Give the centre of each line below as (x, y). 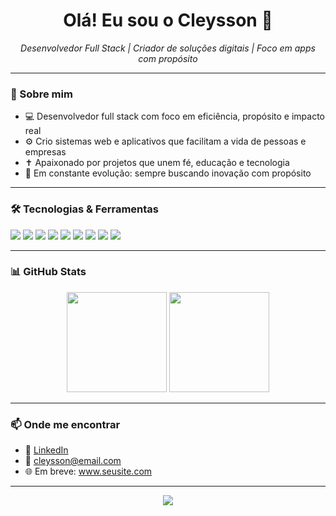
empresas (45, 152)
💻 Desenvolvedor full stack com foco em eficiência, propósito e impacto (174, 116)
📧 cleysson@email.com (73, 461)
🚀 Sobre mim (41, 94)
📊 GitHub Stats (48, 272)
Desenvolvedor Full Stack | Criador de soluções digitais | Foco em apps (168, 48)
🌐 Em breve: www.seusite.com (88, 471)
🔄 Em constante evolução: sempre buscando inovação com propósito (168, 173)
